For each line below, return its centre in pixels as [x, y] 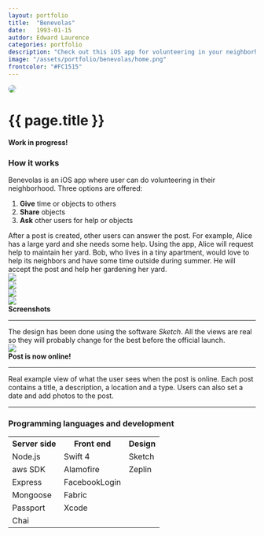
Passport [29, 508]
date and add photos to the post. [61, 396]
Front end [93, 444]
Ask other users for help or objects [76, 220]
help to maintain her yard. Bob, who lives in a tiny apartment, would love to [129, 252]
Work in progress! [38, 142]
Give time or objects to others [68, 203]
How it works [34, 162]
